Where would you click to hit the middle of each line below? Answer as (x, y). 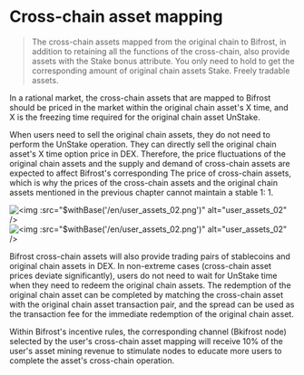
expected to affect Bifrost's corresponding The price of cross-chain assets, (151, 173)
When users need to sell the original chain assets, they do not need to (140, 134)
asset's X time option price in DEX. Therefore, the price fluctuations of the (147, 154)
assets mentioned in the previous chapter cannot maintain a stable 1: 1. (142, 192)
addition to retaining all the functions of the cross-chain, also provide (161, 51)
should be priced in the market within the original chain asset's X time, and (149, 107)
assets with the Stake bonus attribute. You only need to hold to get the (163, 61)
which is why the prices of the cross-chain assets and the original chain (144, 182)
